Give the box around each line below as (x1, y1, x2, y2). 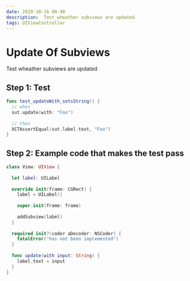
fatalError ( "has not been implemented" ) (17, 236, 119, 242)
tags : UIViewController (6, 20, 66, 26)
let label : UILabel (11, 175, 60, 181)
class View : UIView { (6, 164, 60, 170)
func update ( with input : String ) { (11, 253, 100, 259)
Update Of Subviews (6, 45, 111, 59)
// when (11, 104, 31, 110)
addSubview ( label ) (17, 214, 63, 220)
